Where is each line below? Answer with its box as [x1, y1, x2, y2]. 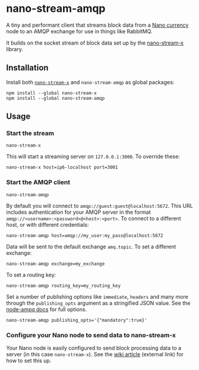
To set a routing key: [6, 271, 56, 278]
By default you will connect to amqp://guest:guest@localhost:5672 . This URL [6, 202, 193, 209]
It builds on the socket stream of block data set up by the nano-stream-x [6, 39, 184, 46]
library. [6, 45, 24, 52]
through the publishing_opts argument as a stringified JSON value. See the [6, 299, 191, 306]
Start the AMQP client [6, 178, 71, 186]
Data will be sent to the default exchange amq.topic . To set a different [6, 243, 176, 250]
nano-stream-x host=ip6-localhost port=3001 [6, 165, 118, 170]
